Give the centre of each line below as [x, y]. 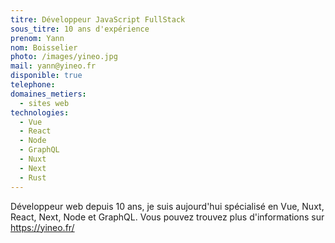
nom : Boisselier [44, 47]
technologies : [40, 112]
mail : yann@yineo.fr [53, 66]
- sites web [44, 103]
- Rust [33, 177]
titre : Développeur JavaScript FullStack [98, 19]
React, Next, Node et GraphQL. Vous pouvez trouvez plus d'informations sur [167, 217]
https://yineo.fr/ [42, 227]
